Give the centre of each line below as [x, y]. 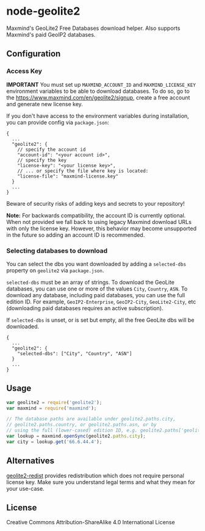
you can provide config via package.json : [58, 122]
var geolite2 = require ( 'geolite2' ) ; [54, 402]
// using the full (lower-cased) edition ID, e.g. [72, 431]
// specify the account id [52, 150]
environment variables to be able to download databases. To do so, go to [98, 91]
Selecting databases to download [57, 250]
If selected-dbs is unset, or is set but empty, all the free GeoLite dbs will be [100, 320]
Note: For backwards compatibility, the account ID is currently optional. [96, 215]
